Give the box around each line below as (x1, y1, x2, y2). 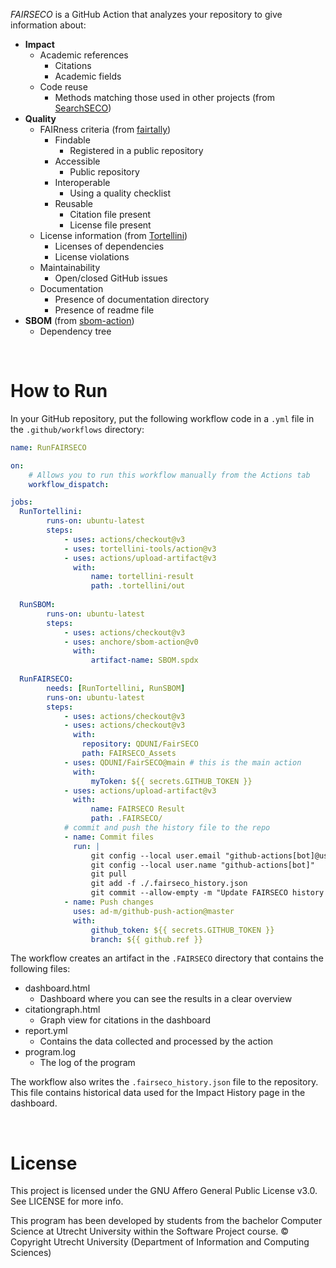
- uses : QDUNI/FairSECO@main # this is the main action (63, 757, 302, 768)
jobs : (10, 497, 33, 508)
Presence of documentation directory (54, 294, 210, 305)
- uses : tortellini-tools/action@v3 (63, 544, 217, 554)
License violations (54, 251, 130, 263)
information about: (10, 19, 87, 31)
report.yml (24, 1025, 68, 1037)
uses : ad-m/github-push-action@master (73, 906, 235, 916)
